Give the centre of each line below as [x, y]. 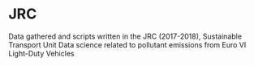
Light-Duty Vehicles [41, 53]
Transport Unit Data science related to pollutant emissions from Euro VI [127, 44]
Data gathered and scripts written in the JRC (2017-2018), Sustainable [125, 36]
